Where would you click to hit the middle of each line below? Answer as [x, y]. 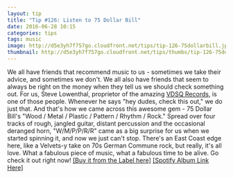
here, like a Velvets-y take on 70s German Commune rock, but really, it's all [114, 145]
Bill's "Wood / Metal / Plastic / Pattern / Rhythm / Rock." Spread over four [111, 116]
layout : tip [24, 14]
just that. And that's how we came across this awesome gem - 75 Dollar [110, 109]
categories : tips [32, 33]
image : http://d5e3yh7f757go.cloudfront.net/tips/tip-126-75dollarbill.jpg [119, 46]
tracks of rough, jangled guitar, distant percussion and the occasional [106, 123]
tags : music [24, 39]
